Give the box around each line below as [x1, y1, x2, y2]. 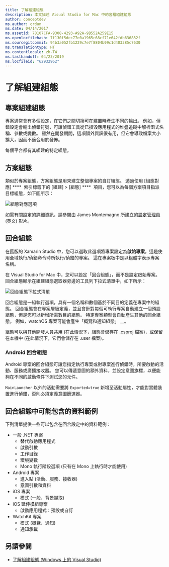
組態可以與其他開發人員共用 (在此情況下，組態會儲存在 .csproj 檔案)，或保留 [5, 329, 163, 335]
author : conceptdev [5, 17, 46, 22]
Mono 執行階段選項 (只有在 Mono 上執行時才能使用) [20, 463, 127, 469]
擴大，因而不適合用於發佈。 [5, 137, 63, 143]
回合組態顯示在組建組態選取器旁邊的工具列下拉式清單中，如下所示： [5, 277, 146, 284]
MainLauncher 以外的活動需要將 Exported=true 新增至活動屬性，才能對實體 [5, 385, 158, 391]
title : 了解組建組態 [5, 7, 44, 13]
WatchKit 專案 [12, 513, 42, 519]
